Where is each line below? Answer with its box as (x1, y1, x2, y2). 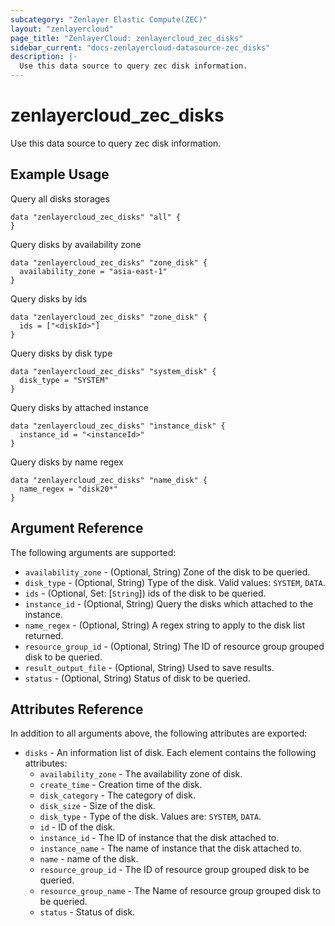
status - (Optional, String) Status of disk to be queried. (24, 672, 251, 684)
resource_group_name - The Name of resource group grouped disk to (39, 885, 322, 897)
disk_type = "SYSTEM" (19, 375, 110, 385)
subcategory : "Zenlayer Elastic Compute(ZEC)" (10, 14, 208, 25)
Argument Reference (10, 520, 144, 537)
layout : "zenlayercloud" (10, 24, 114, 34)
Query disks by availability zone (10, 238, 142, 250)
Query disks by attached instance (10, 401, 149, 413)
